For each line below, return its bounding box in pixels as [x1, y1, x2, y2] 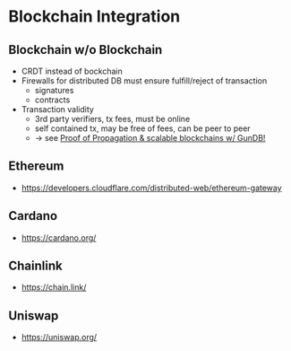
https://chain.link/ [21, 282, 87, 293]
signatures [34, 85, 74, 95]
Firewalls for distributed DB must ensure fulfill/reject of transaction [21, 75, 268, 86]
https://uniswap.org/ [21, 332, 98, 343]
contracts [34, 94, 71, 105]
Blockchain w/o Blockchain [8, 42, 163, 57]
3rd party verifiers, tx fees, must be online [34, 114, 191, 124]
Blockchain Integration [8, 6, 181, 27]
